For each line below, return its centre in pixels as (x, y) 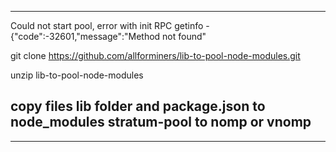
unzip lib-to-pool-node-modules (77, 75)
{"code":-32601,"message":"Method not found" (108, 36)
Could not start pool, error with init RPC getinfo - (110, 25)
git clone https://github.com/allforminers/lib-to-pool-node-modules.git (155, 55)
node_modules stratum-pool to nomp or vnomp (161, 122)
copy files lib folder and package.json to (138, 106)
